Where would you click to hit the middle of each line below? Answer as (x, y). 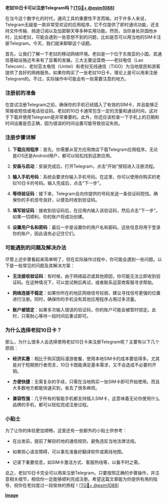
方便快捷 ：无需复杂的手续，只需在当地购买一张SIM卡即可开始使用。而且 (86, 382)
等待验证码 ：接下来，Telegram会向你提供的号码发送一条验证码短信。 (83, 193)
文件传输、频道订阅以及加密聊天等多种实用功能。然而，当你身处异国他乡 (83, 31)
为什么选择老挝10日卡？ (34, 330)
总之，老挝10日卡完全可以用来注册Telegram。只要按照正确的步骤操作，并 (80, 473)
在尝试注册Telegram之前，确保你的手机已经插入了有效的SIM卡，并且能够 (80, 105)
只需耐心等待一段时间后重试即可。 (56, 316)
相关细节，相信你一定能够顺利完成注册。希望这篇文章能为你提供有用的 (81, 479)
